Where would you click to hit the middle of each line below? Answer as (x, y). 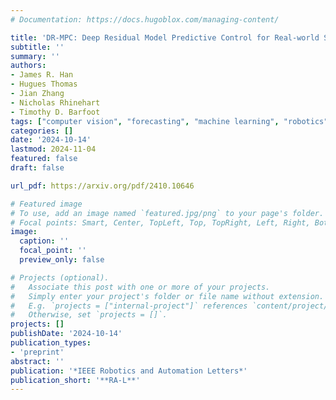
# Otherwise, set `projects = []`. (89, 315)
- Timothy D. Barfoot (55, 112)
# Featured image (46, 204)
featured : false (44, 159)
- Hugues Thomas (44, 84)
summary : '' (35, 56)
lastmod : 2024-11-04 (53, 149)
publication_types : (51, 343)
